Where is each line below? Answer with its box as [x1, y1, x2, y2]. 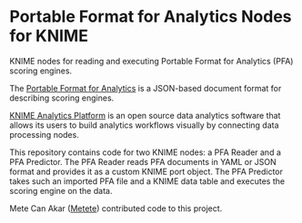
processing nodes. [9, 129, 79, 140]
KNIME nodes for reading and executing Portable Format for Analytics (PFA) [9, 55, 294, 66]
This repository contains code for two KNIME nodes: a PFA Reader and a [9, 147, 282, 158]
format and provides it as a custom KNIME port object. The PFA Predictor [9, 166, 284, 177]
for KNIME [9, 25, 89, 46]
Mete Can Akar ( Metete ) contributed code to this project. [9, 202, 223, 214]
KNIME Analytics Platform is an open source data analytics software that [9, 110, 281, 121]
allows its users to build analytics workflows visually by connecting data [9, 120, 279, 131]
